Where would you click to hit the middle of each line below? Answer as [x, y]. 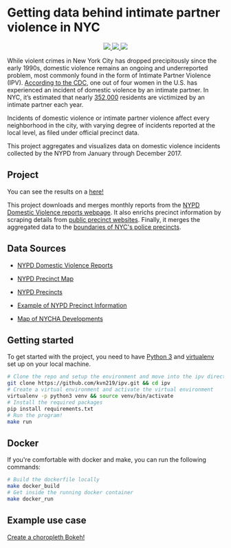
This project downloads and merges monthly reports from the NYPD [103, 205]
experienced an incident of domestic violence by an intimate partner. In [108, 90]
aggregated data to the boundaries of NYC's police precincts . [94, 227]
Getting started [41, 340]
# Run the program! [35, 415]
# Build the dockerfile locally [53, 480]
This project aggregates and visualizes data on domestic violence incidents [114, 145]
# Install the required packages [55, 402]
